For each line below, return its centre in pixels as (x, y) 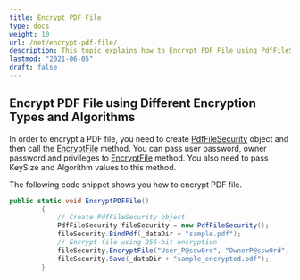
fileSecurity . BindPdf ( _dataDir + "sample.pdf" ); (149, 234)
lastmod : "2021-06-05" (51, 59)
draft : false (33, 68)
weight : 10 (29, 34)
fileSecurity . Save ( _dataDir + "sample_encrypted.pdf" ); (163, 259)
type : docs (29, 26)
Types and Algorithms (72, 117)
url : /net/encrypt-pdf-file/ (63, 42)
